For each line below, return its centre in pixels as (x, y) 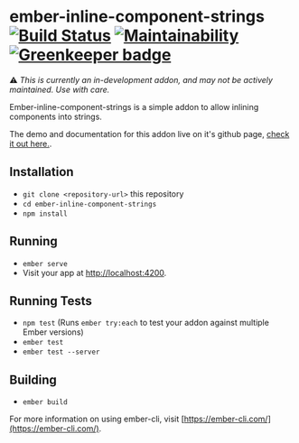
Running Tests (51, 301)
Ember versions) (53, 332)
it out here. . (31, 143)
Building (33, 379)
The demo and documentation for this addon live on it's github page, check (149, 134)
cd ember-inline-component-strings (89, 204)
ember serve (45, 263)
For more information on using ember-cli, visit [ (97, 419)
